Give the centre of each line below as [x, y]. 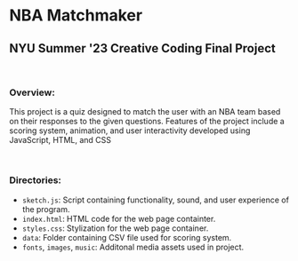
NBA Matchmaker [76, 16]
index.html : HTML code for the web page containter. [119, 218]
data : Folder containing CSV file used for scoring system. [127, 237]
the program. [46, 209]
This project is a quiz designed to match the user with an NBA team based [145, 112]
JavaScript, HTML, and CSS [60, 140]
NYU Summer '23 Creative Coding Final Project [142, 48]
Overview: [32, 92]
